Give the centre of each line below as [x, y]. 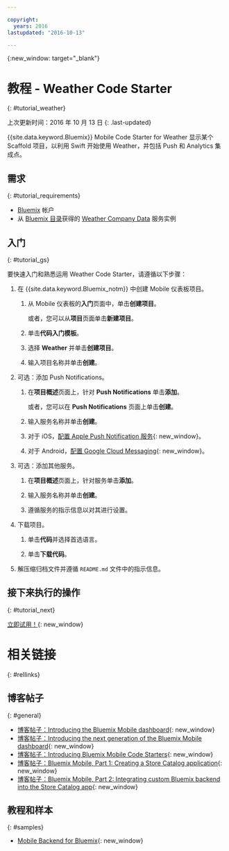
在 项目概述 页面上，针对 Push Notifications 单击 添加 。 [105, 392]
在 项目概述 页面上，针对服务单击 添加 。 [82, 480]
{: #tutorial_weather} [36, 108]
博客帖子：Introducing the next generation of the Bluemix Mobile [110, 738]
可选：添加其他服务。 [48, 465]
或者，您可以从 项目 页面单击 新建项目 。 [82, 318]
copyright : [23, 19]
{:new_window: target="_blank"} [54, 58]
